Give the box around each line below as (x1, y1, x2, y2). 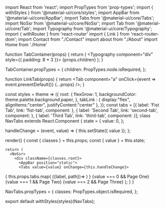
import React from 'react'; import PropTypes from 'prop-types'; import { (5, 5, 153, 10)
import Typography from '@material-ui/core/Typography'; (32, 26, 152, 32)
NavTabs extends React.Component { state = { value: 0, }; (5, 118, 124, 124)
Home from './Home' (5, 42, 48, 47)
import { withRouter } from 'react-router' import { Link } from (5, 31, 130, 37)
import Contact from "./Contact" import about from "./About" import (18, 36, 158, 42)
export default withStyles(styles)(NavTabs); (5, 198, 95, 204)
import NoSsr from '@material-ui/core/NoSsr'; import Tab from (5, 20, 135, 26)
